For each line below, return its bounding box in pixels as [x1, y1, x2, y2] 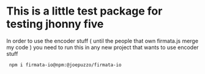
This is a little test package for [6, 4, 163, 18]
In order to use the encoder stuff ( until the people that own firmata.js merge [6, 37, 199, 44]
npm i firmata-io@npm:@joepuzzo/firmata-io [9, 62, 122, 68]
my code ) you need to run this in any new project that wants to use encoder [6, 44, 199, 51]
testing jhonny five [6, 17, 104, 31]
